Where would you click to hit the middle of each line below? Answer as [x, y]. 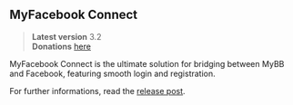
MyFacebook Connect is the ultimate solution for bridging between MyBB [147, 63]
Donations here [61, 46]
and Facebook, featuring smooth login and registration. [112, 73]
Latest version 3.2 [66, 36]
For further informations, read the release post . [97, 91]
